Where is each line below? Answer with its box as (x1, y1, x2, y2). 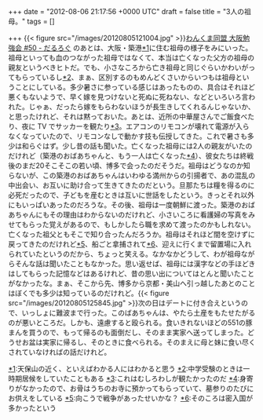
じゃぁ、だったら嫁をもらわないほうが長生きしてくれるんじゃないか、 (28, 102, 255, 111)
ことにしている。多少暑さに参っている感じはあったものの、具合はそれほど (14, 82, 255, 92)
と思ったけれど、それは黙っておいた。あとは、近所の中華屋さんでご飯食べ (8, 112, 248, 121)
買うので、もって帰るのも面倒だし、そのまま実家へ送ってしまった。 (28, 328, 248, 337)
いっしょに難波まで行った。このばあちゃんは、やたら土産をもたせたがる (21, 309, 256, 317)
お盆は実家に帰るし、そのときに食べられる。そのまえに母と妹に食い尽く (21, 338, 256, 347)
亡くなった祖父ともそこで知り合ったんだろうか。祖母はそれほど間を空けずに (8, 230, 255, 239)
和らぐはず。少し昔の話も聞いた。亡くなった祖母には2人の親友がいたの (21, 141, 253, 151)
